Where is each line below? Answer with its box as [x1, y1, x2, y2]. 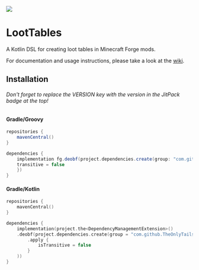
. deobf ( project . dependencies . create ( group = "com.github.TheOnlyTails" [17, 231, 197, 237]
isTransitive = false [37, 242, 92, 249]
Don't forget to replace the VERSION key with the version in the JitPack [6, 91, 180, 98]
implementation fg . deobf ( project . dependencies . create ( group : [17, 156, 171, 162]
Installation [6, 74, 49, 84]
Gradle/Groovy [6, 116, 44, 123]
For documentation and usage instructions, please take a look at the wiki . [6, 57, 185, 64]
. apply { [27, 237, 49, 243]
